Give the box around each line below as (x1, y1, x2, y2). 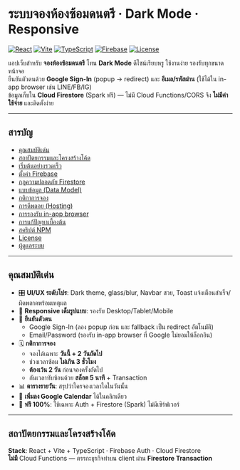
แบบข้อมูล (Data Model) (18, 185, 82, 194)
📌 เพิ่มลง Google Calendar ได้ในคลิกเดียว (18, 392, 127, 400)
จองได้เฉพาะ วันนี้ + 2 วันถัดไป (28, 349, 103, 357)
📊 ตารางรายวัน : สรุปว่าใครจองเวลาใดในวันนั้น (18, 382, 128, 390)
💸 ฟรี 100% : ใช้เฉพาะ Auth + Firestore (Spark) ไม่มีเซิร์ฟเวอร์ (18, 399, 180, 408)
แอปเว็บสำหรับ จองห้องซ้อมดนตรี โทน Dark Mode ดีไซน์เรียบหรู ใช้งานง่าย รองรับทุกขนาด (8, 58, 224, 67)
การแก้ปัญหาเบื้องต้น (18, 217, 66, 226)
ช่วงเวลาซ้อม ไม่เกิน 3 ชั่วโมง (28, 357, 97, 365)
